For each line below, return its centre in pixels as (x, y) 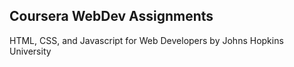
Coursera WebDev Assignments (111, 16)
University (30, 51)
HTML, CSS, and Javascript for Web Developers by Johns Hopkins (146, 40)
